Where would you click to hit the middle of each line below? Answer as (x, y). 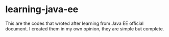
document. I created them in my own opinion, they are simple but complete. (85, 28)
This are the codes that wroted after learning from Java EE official (75, 23)
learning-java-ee (42, 9)
